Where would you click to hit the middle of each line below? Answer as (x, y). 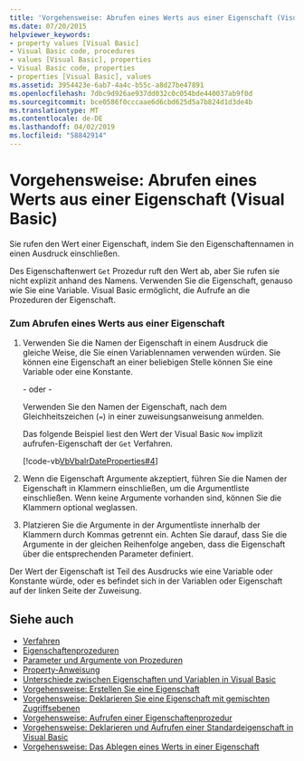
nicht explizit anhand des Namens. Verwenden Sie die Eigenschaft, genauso (151, 281)
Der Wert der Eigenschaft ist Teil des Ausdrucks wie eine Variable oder (141, 572)
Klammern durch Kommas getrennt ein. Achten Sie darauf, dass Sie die (155, 535)
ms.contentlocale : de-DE (56, 119)
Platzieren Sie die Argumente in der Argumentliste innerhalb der (141, 525)
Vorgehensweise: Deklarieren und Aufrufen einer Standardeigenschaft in (158, 727)
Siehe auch (42, 619)
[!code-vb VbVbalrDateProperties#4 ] (90, 461)
